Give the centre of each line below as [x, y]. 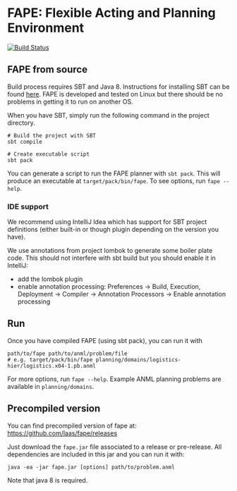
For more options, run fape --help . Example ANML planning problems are [114, 379]
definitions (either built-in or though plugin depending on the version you [113, 230]
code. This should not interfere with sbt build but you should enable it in [112, 258]
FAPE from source [48, 69]
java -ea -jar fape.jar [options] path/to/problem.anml [91, 467]
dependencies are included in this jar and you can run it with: [96, 454]
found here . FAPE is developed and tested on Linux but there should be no [115, 94]
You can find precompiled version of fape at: [72, 425]
